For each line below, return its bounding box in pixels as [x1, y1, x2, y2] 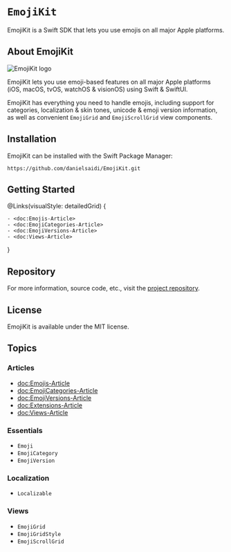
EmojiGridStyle [17, 531, 62, 537]
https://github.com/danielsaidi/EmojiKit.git [7, 165, 140, 172]
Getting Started [7, 183, 75, 195]
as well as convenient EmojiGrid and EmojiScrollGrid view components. [7, 113, 213, 121]
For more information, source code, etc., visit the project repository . [7, 284, 201, 293]
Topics [7, 342, 37, 354]
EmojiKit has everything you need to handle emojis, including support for [7, 98, 214, 107]
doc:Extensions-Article [17, 401, 83, 410]
